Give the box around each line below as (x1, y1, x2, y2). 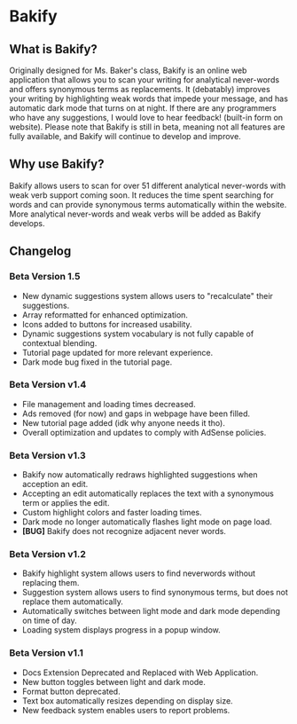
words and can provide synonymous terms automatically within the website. (9, 199, 287, 209)
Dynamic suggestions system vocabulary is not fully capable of (21, 328, 254, 339)
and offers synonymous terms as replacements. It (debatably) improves (9, 84, 270, 94)
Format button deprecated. (21, 686, 121, 696)
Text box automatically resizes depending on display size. (21, 695, 233, 706)
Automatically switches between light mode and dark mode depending (21, 606, 281, 617)
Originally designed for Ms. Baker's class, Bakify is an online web (9, 65, 247, 75)
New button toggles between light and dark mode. (21, 676, 207, 687)
